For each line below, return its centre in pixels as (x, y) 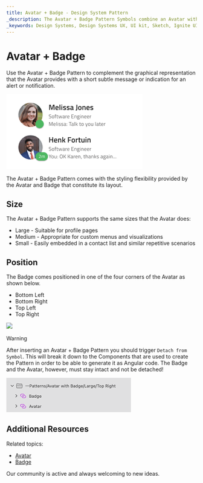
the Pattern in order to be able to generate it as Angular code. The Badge (97, 363)
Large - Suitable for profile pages (56, 230)
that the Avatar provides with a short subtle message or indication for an (96, 79)
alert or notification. (31, 86)
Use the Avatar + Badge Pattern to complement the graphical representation (101, 73)
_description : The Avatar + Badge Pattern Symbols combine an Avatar (96, 19)
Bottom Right (31, 301)
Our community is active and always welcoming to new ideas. (83, 473)
